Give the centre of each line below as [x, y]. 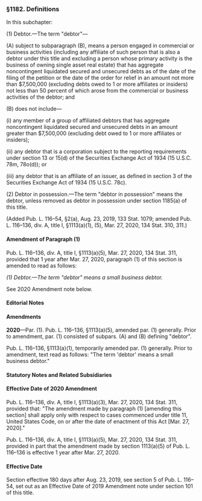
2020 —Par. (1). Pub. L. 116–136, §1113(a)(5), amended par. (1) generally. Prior [101, 330]
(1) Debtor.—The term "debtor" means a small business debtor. [84, 277]
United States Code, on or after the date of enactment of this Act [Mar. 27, [98, 422]
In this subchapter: [30, 22]
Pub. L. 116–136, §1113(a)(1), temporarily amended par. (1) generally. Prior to [99, 348]
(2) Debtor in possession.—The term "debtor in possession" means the [94, 194]
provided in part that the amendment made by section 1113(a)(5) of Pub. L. [98, 446]
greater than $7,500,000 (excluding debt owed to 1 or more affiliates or [94, 133]
